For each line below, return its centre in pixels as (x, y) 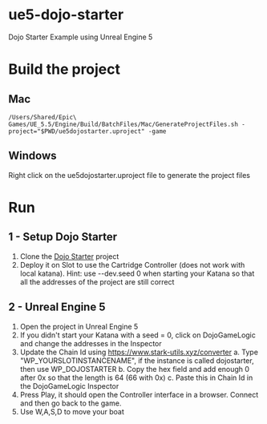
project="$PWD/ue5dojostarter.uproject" (77, 131)
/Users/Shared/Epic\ (43, 117)
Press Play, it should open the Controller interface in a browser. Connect (139, 394)
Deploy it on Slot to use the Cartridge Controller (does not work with (132, 264)
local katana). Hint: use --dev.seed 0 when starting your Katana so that (137, 273)
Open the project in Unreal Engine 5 (79, 326)
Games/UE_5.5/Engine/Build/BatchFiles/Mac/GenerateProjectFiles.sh (123, 124)
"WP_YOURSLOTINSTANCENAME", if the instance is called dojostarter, (137, 360)
